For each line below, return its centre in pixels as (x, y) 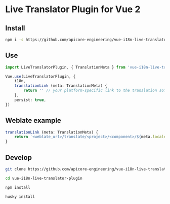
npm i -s (14, 40)
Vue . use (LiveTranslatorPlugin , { (40, 76)
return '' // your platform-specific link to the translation (90, 91)
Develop (18, 158)
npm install (18, 187)
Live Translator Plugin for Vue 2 (73, 9)
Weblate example (33, 121)
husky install (20, 196)
